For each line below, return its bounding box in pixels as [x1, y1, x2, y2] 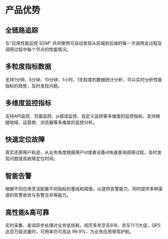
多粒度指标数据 [5, 62, 51, 71]
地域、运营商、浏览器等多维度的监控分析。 [9, 119, 97, 125]
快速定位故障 [5, 135, 45, 144]
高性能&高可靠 [5, 208, 49, 217]
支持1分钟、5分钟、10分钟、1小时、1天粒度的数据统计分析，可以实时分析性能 [5, 76, 162, 82]
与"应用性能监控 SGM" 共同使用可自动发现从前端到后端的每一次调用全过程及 [5, 40, 162, 46]
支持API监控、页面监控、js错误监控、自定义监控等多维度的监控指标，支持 [5, 113, 156, 119]
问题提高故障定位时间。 [9, 156, 58, 162]
